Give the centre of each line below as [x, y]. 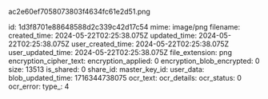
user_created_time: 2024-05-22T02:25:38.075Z [150, 44]
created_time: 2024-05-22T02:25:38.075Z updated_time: [103, 36]
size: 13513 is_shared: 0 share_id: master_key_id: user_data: [106, 69]
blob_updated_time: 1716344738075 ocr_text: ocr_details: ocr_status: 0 [125, 78]
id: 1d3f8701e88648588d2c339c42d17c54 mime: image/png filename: [124, 27]
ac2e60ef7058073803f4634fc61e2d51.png [79, 12]
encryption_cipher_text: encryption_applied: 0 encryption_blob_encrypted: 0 [134, 61]
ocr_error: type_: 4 [39, 86]
